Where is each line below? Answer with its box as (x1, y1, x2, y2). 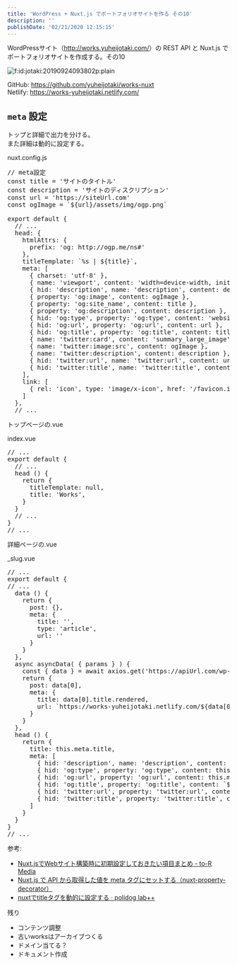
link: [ (22, 378, 49, 386)
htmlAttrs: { (22, 236, 67, 244)
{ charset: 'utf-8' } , (29, 272, 108, 280)
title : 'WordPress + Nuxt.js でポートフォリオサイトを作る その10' (7, 10, 193, 18)
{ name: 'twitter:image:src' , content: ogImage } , (29, 343, 209, 350)
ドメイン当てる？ (17, 941, 68, 949)
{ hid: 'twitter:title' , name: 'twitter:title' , (29, 364, 201, 372)
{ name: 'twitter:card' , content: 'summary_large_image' (29, 336, 231, 343)
